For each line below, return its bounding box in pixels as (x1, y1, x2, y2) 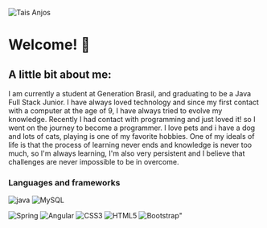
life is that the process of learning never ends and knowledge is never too (8, 140, 252, 149)
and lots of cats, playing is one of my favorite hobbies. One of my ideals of (8, 132, 255, 140)
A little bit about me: (8, 67, 112, 81)
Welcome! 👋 (8, 36, 91, 54)
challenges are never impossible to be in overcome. (8, 157, 179, 166)
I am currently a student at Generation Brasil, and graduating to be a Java (8, 89, 252, 98)
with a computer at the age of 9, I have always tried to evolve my (8, 106, 223, 116)
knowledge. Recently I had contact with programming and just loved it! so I (8, 115, 256, 124)
